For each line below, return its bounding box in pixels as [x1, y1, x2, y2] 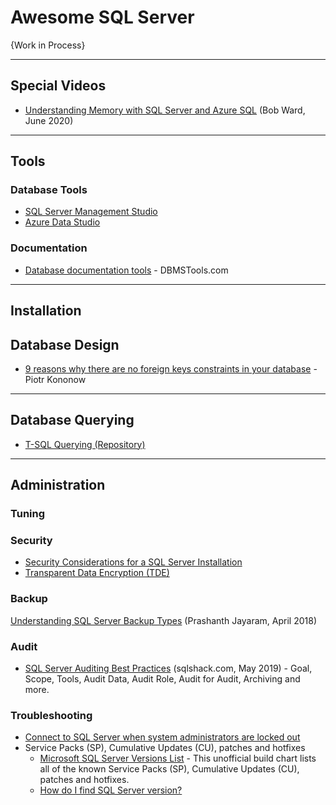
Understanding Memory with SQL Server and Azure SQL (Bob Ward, [24, 104, 306, 116]
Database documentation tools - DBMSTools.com [24, 264, 229, 276]
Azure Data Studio [24, 216, 101, 228]
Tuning [10, 507, 46, 521]
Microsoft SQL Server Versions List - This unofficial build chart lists [39, 752, 317, 765]
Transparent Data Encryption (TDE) [24, 567, 170, 579]
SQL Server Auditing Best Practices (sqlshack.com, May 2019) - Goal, [24, 662, 313, 674]
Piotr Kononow [24, 373, 87, 385]
